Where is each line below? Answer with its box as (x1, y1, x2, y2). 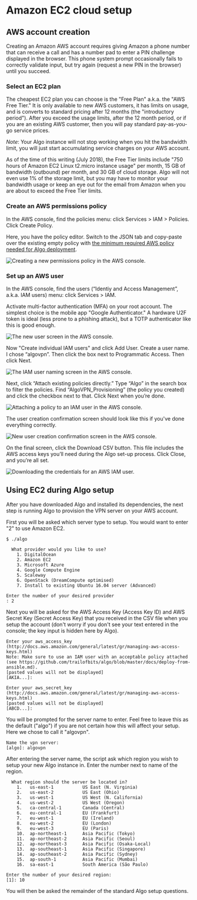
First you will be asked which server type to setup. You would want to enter (6, 518, 189, 525)
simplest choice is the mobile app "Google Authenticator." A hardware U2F (6, 309, 187, 316)
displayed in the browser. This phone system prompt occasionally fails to (6, 55, 183, 62)
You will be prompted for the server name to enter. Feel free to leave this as (6, 716, 189, 723)
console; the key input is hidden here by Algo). (6, 627, 119, 634)
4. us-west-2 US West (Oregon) (16, 799, 125, 806)
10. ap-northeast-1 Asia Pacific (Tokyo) (16, 830, 135, 836)
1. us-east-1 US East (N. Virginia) (16, 784, 138, 790)
